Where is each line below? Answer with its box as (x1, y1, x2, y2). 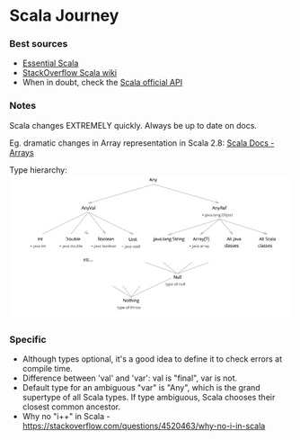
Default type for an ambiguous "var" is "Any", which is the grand (22, 382, 260, 393)
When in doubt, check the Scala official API (22, 77, 182, 88)
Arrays (9, 147, 34, 157)
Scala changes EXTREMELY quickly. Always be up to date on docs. (9, 120, 258, 130)
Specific (9, 333, 47, 346)
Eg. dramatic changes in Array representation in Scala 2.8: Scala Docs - (9, 137, 275, 148)
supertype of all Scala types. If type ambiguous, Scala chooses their (22, 392, 276, 403)
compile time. (22, 364, 74, 374)
